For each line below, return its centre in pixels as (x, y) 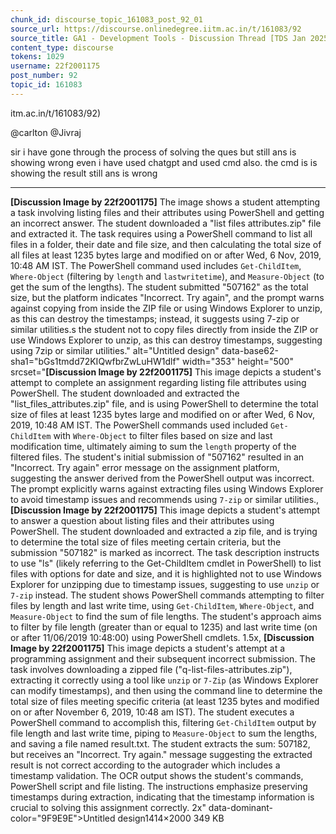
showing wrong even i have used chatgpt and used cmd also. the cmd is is (164, 162)
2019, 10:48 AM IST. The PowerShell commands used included (139, 425)
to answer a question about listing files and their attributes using (142, 520)
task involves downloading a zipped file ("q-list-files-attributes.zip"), (151, 669)
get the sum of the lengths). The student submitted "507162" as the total (159, 287)
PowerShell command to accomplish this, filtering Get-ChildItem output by (163, 722)
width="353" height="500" (238, 361)
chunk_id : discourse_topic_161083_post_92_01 (106, 19)
